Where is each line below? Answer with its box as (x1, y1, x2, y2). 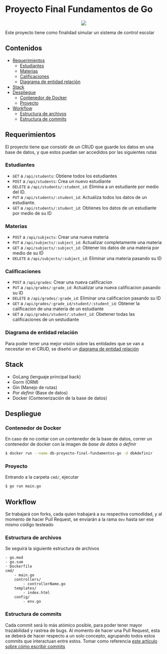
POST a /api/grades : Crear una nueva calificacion (12, 279, 113, 285)
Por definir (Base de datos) (12, 389, 68, 395)
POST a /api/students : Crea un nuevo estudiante (12, 178, 111, 184)
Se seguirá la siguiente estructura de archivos (5, 545, 100, 552)
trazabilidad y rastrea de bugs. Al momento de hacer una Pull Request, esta (5, 627, 161, 633)
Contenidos (5, 44, 42, 53)
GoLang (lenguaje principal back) (12, 373, 81, 379)
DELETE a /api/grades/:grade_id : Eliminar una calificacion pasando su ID (12, 295, 161, 301)
